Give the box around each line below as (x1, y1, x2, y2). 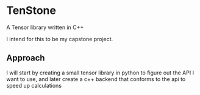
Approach (6, 53, 45, 64)
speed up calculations (6, 82, 62, 89)
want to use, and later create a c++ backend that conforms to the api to (6, 75, 186, 82)
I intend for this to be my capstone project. (6, 35, 113, 42)
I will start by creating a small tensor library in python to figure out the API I (6, 69, 194, 76)
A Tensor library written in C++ (6, 24, 84, 31)
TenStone (6, 4, 57, 18)
